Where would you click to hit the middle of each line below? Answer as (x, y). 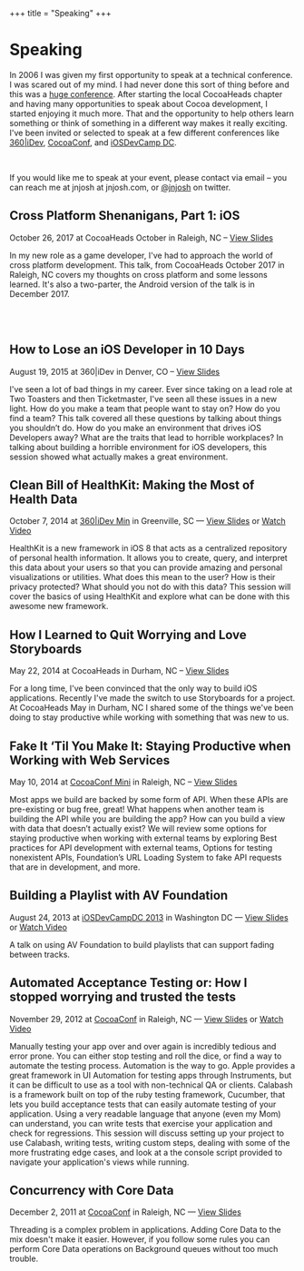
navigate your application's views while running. (99, 1162)
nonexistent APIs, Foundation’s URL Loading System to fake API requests (146, 857)
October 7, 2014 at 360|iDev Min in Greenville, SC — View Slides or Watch (147, 521)
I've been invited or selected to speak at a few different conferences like (144, 133)
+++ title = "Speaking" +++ (60, 13)
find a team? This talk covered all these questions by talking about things (146, 418)
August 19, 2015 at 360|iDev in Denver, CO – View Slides (115, 371)
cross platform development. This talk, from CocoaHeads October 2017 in (147, 265)
